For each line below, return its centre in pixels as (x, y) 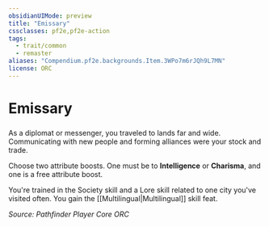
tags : (17, 38)
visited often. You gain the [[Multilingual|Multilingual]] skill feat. (113, 198)
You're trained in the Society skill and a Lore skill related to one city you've (132, 190)
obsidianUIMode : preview (50, 16)
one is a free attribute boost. (56, 174)
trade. (18, 149)
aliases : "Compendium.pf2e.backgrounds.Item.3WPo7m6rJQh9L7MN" (117, 61)
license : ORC (30, 69)
